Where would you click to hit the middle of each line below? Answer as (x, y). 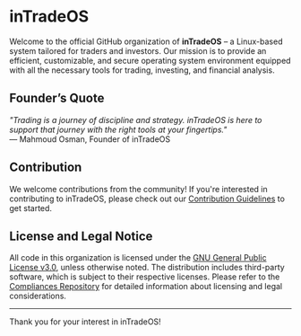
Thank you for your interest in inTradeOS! (85, 322)
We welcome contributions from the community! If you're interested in (138, 189)
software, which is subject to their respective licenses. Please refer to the (145, 277)
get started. (30, 208)
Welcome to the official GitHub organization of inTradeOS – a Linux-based (146, 41)
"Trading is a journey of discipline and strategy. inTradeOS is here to (136, 119)
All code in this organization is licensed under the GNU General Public (138, 258)
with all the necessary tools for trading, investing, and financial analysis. (142, 70)
